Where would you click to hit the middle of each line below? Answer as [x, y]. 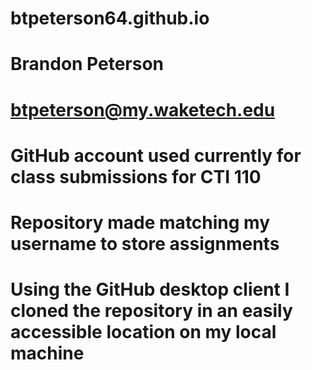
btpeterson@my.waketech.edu [143, 109]
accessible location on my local [143, 332]
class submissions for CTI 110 [136, 176]
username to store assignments [145, 243]
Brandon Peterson [87, 64]
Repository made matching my [140, 222]
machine [47, 353]
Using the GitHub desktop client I [150, 289]
